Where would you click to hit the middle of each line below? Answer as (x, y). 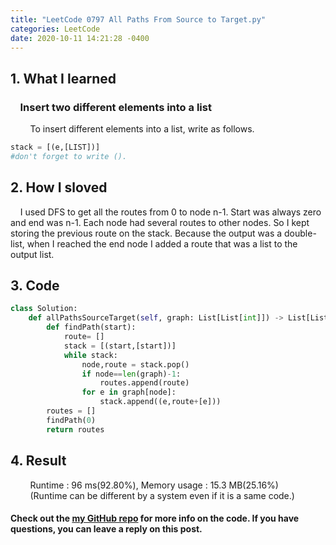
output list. (32, 254)
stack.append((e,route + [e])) (160, 402)
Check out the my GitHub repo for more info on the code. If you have (155, 518)
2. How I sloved (59, 187)
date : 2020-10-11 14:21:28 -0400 (80, 38)
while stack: (90, 355)
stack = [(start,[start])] (120, 346)
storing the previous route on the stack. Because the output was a (146, 233)
